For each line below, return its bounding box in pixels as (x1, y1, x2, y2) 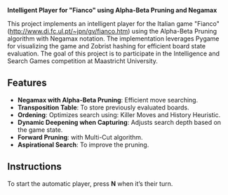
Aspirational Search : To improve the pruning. (17, 140, 149, 149)
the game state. (17, 126, 63, 134)
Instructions (7, 161, 62, 173)
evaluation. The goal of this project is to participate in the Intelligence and (7, 49, 220, 58)
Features (7, 77, 47, 89)
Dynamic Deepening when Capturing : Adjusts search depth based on (17, 118, 222, 126)
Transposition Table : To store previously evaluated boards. (17, 103, 189, 112)
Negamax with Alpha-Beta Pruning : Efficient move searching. (17, 95, 199, 104)
